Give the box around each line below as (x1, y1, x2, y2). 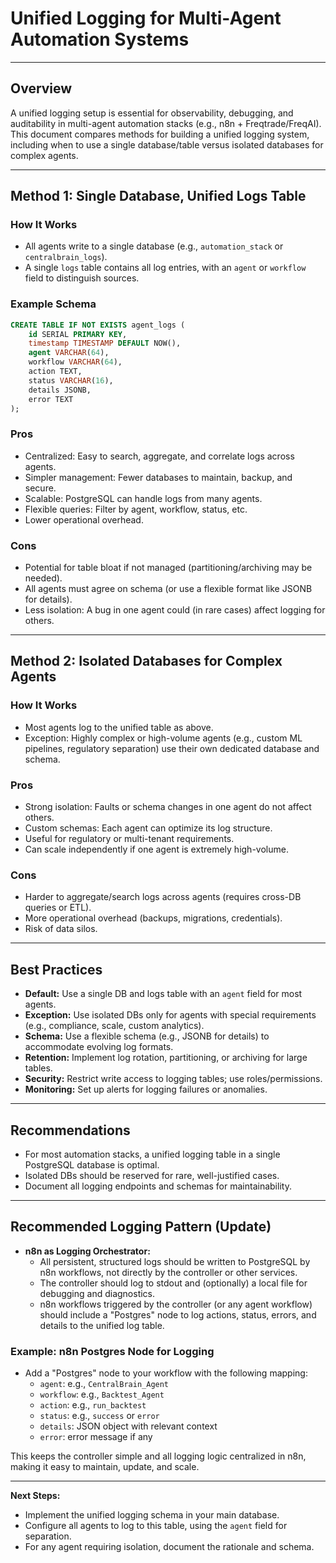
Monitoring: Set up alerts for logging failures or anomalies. (24, 1083, 268, 1096)
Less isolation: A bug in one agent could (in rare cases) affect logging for (24, 604, 326, 616)
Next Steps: (10, 1490, 61, 1502)
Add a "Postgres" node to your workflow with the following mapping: (24, 1367, 308, 1379)
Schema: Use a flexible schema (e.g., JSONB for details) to (24, 1030, 270, 1042)
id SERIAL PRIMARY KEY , (28, 329, 128, 339)
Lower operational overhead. (24, 513, 144, 526)
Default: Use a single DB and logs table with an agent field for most (24, 988, 303, 1000)
